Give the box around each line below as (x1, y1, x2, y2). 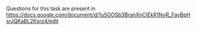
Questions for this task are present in (6, 5, 96, 12)
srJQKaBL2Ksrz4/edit (6, 18, 59, 24)
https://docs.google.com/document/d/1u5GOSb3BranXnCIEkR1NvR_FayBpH (6, 11, 191, 18)
